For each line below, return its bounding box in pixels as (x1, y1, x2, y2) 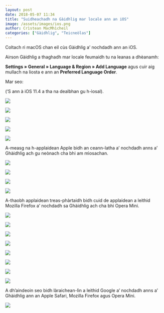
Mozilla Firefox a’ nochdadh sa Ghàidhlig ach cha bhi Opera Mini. (5, 203, 139, 208)
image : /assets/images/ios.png (5, 21, 71, 26)
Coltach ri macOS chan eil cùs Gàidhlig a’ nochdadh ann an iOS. (5, 44, 137, 50)
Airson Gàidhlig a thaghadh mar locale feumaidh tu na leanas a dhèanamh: (5, 54, 159, 60)
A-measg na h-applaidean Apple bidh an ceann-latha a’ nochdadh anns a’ (5, 145, 158, 150)
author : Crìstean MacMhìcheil (5, 26, 69, 31)
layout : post (5, 7, 33, 12)
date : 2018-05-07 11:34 (5, 12, 55, 17)
